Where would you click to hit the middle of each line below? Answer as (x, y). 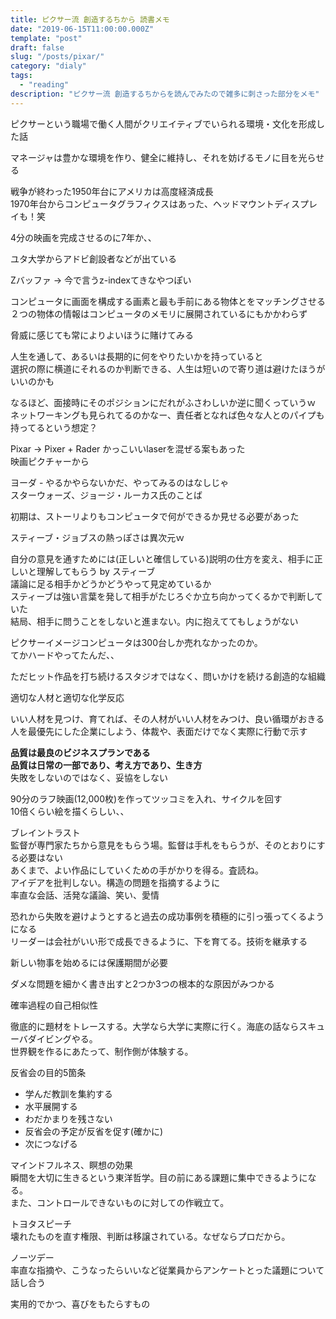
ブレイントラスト (45, 832)
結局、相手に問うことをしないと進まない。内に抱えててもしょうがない (154, 621)
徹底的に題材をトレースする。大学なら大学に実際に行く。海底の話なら (155, 1026)
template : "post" (46, 38)
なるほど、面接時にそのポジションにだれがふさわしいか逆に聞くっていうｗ (163, 402)
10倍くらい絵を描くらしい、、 (70, 811)
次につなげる (51, 1143)
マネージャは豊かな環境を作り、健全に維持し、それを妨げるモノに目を (154, 157)
